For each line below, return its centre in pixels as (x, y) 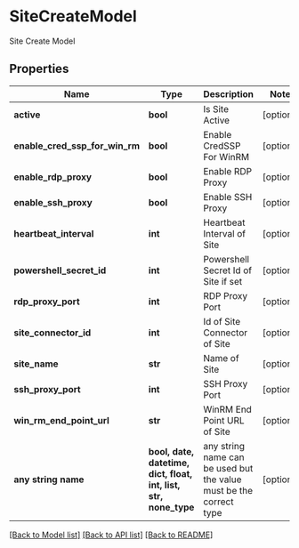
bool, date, (171, 451)
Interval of (225, 233)
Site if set (223, 281)
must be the (228, 490)
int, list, (164, 485)
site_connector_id (53, 333)
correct (218, 502)
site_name (36, 364)
